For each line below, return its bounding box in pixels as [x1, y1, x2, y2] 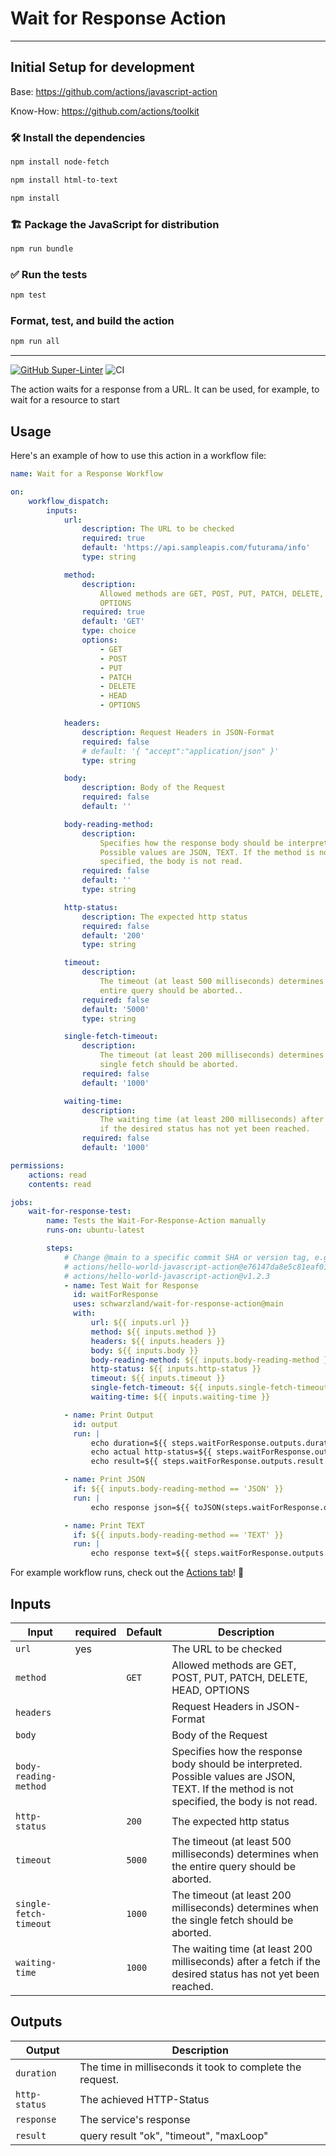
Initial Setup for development [10, 59, 195, 76]
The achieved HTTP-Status [79, 2092, 210, 2106]
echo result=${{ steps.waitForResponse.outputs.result [90, 1457, 325, 1467]
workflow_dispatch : [28, 496, 110, 506]
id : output [73, 1419, 118, 1429]
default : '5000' [81, 1004, 150, 1014]
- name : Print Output [63, 1410, 155, 1420]
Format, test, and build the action [10, 313, 175, 327]
